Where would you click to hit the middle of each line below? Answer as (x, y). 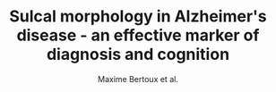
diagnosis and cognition (138, 54)
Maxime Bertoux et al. (138, 79)
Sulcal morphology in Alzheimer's (138, 17)
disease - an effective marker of (138, 35)
